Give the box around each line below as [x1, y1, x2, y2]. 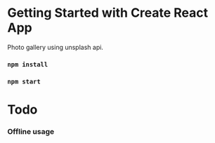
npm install [7, 60, 48, 68]
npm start [7, 77, 41, 86]
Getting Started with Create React [7, 5, 209, 21]
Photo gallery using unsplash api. [7, 43, 104, 51]
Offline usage [7, 126, 55, 136]
